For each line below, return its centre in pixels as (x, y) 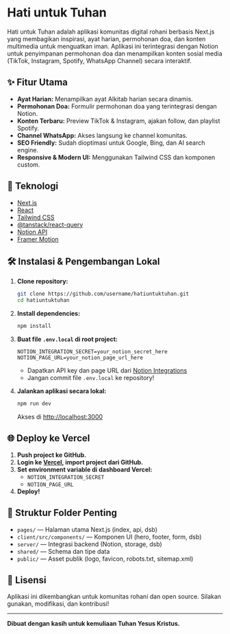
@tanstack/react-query (50, 224)
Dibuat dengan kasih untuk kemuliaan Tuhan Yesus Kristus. (93, 624)
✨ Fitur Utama (38, 83)
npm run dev (34, 403)
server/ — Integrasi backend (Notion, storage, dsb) (89, 544)
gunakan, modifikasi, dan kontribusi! (58, 604)
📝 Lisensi (27, 580)
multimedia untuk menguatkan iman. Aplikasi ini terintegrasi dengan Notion (113, 46)
